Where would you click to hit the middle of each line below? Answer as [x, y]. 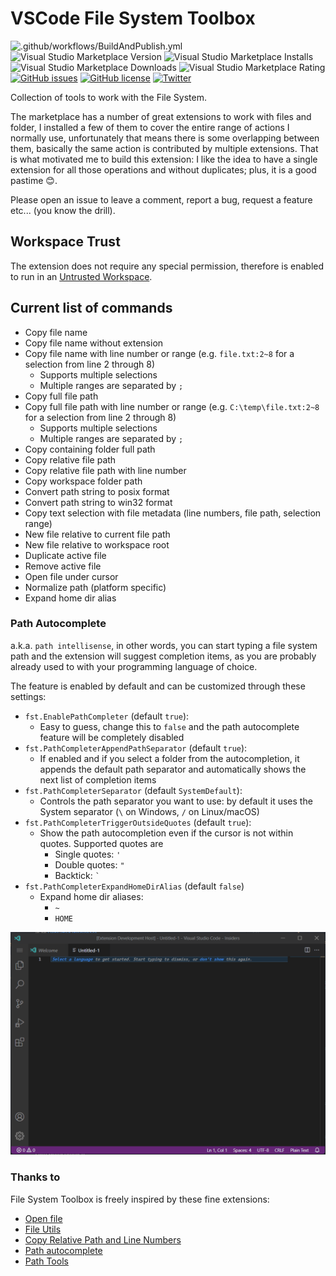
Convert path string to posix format [97, 491]
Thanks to [35, 1177]
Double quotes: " [89, 864]
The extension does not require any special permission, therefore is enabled [167, 266]
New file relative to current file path [97, 534]
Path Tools [46, 1261]
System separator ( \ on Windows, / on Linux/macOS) [149, 811]
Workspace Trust [65, 242]
